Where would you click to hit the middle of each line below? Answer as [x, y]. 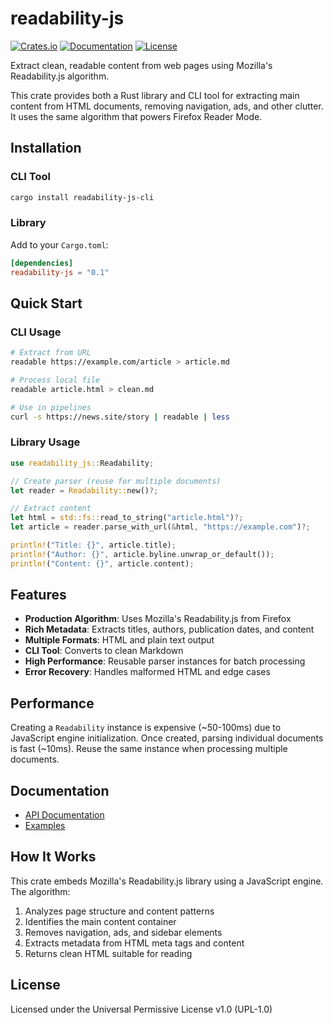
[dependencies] [42, 263]
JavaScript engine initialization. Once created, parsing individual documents [167, 738]
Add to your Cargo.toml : [59, 244]
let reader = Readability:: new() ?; [84, 490]
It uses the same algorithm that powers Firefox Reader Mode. [136, 116]
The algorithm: [40, 891]
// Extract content [51, 508]
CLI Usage [36, 332]
